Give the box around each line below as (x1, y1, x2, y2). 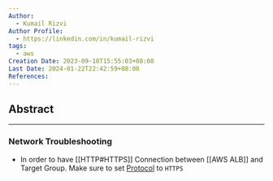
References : (8, 72, 49, 80)
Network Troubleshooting (8, 136, 112, 147)
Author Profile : (8, 27, 63, 35)
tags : (8, 42, 27, 50)
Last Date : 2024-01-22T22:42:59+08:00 (8, 65, 140, 73)
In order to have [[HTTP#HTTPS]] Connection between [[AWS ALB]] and (19, 154, 264, 164)
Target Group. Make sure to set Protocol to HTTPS (19, 163, 184, 173)
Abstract (8, 102, 54, 116)
